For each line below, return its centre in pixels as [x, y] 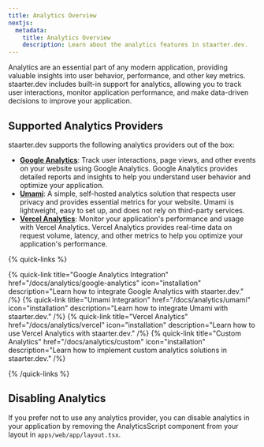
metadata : [31, 30]
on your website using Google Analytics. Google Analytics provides [128, 168]
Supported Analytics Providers [86, 126]
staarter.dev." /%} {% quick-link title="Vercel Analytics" [98, 316]
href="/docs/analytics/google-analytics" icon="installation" [105, 283]
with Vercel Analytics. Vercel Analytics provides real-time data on [126, 227]
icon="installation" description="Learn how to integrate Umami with [118, 308]
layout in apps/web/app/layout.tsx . [65, 434]
